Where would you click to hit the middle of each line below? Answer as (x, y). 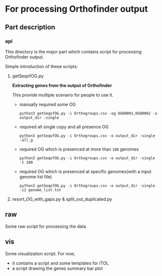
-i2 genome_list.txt (40, 190)
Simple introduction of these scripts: (41, 66)
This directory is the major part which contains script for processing (73, 51)
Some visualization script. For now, (40, 253)
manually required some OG (48, 104)
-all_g (26, 140)
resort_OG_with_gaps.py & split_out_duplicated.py (62, 199)
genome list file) (36, 176)
